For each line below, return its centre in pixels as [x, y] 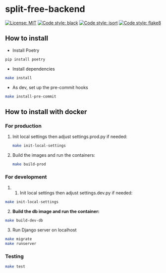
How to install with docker [46, 112]
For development [26, 177]
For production [24, 126]
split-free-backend [45, 9]
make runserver [21, 243]
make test [15, 266]
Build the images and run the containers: [54, 155]
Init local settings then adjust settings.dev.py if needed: [76, 193]
